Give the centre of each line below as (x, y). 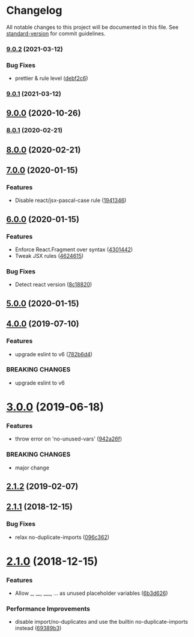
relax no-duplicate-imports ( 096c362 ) (62, 537)
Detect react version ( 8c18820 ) (53, 285)
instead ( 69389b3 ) (38, 628)
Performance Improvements (48, 609)
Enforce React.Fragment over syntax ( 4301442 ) (74, 249)
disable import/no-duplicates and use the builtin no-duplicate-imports (101, 622)
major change (32, 468)
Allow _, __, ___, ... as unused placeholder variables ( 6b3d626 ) (91, 593)
